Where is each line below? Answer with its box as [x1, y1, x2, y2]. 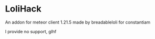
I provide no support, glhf [5, 28, 56, 34]
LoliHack [5, 3, 42, 14]
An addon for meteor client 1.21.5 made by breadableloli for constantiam [5, 19, 151, 25]
